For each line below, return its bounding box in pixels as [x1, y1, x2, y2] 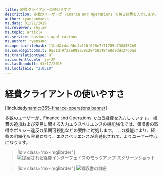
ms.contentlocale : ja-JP [5, 57, 56, 62]
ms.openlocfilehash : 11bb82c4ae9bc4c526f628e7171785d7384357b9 [5, 43, 137, 48]
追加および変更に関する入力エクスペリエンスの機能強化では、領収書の [13, 121, 155, 127]
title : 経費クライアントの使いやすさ [5, 7, 72, 12]
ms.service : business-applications [5, 35, 78, 39]
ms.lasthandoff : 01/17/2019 [5, 61, 62, 66]
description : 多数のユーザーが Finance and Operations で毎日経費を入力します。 [5, 12, 159, 17]
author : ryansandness [5, 16, 49, 21]
